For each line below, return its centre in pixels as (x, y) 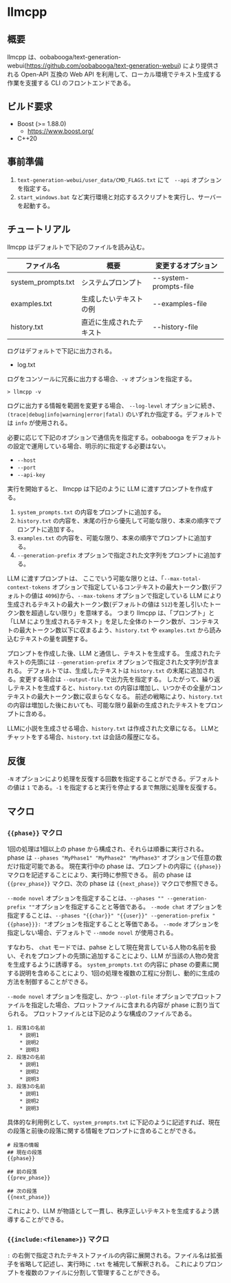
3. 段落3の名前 (26, 1087)
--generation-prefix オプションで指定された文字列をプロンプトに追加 (117, 555)
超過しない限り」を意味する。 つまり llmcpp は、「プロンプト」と (123, 613)
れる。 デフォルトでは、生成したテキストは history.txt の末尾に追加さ (108, 671)
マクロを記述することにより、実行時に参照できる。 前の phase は (99, 875)
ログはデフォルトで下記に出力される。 (61, 351)
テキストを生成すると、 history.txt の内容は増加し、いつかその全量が (112, 688)
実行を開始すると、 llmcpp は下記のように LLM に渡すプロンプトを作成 (107, 489)
